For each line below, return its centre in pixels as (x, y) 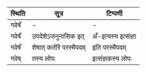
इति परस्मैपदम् (109, 47)
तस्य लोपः (44, 59)
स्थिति (18, 13)
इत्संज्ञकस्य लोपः (112, 59)
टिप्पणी (114, 13)
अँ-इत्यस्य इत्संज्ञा (114, 36)
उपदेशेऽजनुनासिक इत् (58, 36)
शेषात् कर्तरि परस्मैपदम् (59, 47)
